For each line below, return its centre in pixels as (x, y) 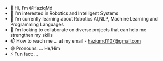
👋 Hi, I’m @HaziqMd (31, 8)
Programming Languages (37, 24)
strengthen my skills (31, 35)
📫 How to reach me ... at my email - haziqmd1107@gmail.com (76, 41)
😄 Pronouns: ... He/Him (35, 48)
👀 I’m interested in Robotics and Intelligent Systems (64, 13)
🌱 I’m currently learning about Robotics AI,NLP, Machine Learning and (84, 19)
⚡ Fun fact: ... (24, 54)
